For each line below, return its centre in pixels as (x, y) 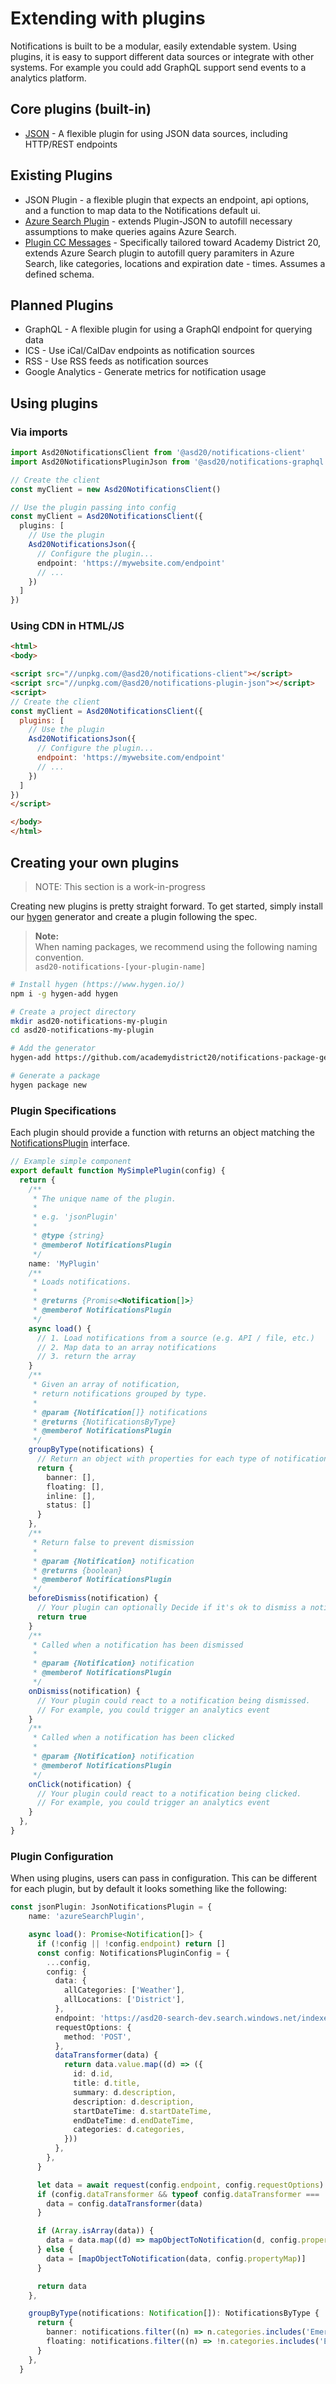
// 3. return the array (86, 1357)
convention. (59, 957)
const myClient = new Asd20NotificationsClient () (116, 489)
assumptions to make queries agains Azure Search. (130, 231)
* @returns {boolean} (77, 1570)
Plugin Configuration (62, 1856)
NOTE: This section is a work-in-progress (120, 886)
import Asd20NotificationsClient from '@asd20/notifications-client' (158, 453)
